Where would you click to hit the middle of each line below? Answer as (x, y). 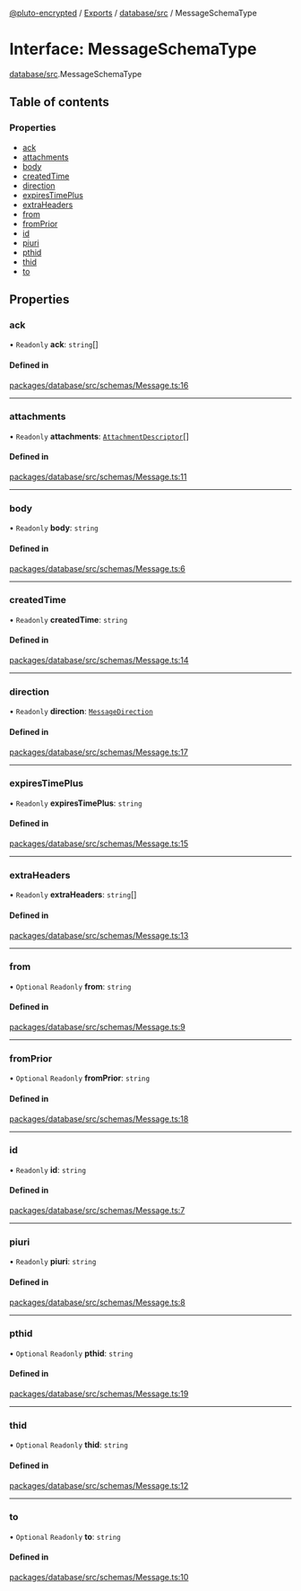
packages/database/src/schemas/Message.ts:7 (97, 1211)
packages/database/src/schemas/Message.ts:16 (99, 385)
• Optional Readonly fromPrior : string (80, 1078)
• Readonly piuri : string (53, 1262)
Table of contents (59, 102)
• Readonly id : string (48, 1169)
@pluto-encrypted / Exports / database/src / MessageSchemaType (133, 13)
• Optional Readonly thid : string (69, 1445)
